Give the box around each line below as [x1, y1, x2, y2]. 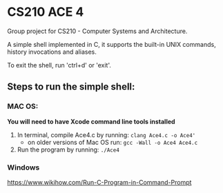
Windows [7, 163, 40, 172]
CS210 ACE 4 [7, 4, 84, 20]
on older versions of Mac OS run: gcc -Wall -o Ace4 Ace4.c [27, 138, 198, 146]
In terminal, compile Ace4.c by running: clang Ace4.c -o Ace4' [17, 130, 196, 139]
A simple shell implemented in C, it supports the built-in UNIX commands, [7, 40, 216, 48]
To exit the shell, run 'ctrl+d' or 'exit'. [7, 61, 112, 69]
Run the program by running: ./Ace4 [17, 145, 119, 154]
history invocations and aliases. [7, 48, 97, 56]
